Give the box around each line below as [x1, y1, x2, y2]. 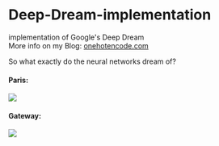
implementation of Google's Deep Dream [8, 32, 145, 42]
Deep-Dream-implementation [8, 6, 212, 24]
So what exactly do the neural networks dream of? [8, 56, 176, 66]
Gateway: [8, 111, 42, 120]
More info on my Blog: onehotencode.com [8, 40, 150, 50]
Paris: [8, 75, 29, 85]
